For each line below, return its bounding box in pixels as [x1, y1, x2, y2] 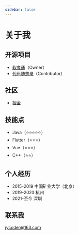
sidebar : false [5, 7, 36, 12]
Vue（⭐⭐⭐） [12, 145, 38, 151]
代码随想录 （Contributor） [12, 70, 65, 76]
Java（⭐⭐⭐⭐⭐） [12, 130, 46, 136]
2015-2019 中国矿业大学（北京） [12, 183, 77, 189]
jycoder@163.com [5, 224, 41, 230]
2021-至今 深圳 [12, 196, 42, 201]
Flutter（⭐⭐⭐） [12, 137, 43, 143]
